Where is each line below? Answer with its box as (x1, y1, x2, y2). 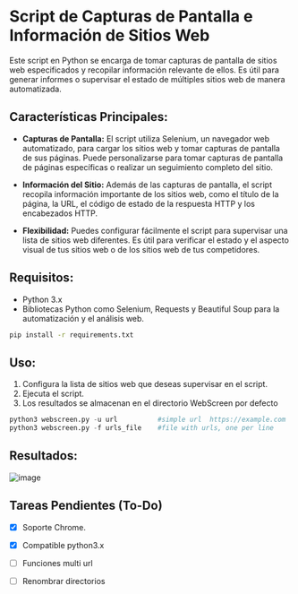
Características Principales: (9, 109, 168, 125)
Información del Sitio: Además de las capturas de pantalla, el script (21, 179, 273, 190)
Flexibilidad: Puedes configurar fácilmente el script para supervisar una (21, 225, 288, 236)
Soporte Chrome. (21, 521, 87, 532)
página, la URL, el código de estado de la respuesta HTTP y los (21, 198, 255, 209)
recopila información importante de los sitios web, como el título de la (21, 188, 279, 199)
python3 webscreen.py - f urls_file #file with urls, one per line (9, 424, 275, 433)
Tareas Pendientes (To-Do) (9, 498, 163, 513)
